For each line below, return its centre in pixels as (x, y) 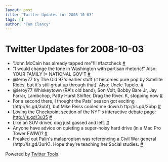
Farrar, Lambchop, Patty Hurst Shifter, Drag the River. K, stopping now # (88, 96)
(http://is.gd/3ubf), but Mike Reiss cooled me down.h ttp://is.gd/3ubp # (87, 107)
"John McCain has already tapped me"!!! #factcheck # (69, 63)
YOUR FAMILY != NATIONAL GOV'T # (52, 74)
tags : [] (14, 19)
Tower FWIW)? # (30, 134)
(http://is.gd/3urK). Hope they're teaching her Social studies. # (78, 144)
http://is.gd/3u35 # (32, 117)
